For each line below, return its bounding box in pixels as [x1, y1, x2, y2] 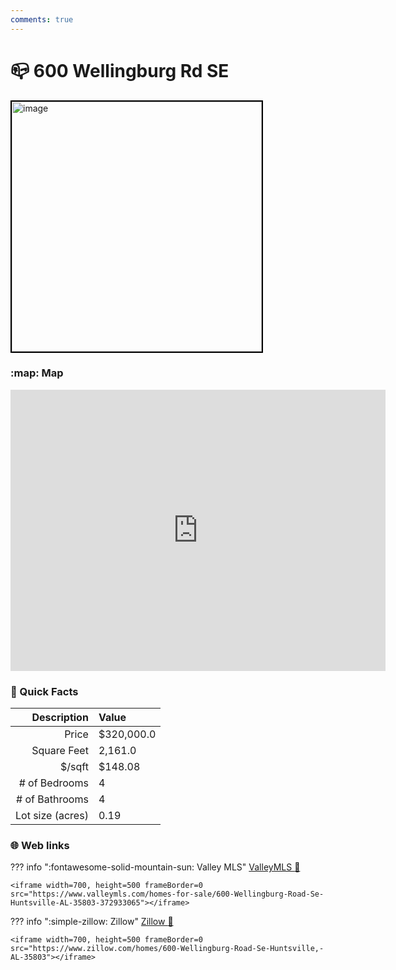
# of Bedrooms [18, 776, 89, 790]
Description [31, 711, 89, 725]
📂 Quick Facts [10, 684, 79, 698]
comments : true [10, 14, 74, 25]
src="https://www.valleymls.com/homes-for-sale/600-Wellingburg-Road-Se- [10, 889, 325, 900]
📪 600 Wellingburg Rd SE [10, 59, 230, 82]
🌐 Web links [10, 839, 70, 853]
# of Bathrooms [16, 792, 89, 806]
